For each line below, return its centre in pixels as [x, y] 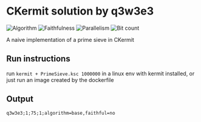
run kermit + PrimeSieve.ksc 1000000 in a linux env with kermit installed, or [101, 73]
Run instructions [39, 59]
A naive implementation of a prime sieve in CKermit [70, 39]
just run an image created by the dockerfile [60, 80]
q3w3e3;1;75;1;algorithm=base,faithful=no [61, 113]
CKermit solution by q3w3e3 [80, 11]
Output [20, 99]
